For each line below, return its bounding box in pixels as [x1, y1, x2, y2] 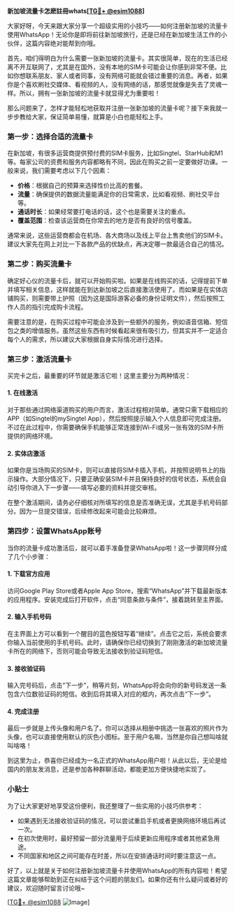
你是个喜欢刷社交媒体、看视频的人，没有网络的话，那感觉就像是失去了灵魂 [7, 80, 222, 88]
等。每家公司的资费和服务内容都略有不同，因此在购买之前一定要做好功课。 [7, 157, 222, 167]
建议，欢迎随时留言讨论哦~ [7, 884, 85, 892]
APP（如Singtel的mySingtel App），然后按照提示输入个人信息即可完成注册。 [7, 414, 225, 423]
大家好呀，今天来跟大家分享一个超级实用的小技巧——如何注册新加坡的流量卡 [7, 22, 228, 30]
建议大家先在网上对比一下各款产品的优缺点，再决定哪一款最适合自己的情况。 [7, 240, 228, 248]
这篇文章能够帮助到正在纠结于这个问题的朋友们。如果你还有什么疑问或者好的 [7, 875, 228, 884]
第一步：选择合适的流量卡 [7, 132, 94, 141]
